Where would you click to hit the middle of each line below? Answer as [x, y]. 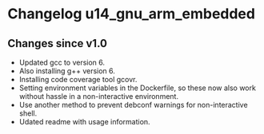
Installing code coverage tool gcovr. [78, 79]
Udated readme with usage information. [84, 122]
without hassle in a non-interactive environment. [99, 96]
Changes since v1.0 [57, 43]
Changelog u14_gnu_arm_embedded [131, 14]
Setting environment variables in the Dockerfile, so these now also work [138, 88]
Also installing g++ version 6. [67, 71]
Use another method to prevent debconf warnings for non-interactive [134, 105]
